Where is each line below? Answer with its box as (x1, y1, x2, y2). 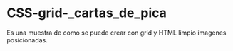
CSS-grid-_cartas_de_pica (6, 5, 167, 21)
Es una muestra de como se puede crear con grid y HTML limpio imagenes (6, 28, 227, 37)
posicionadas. (6, 35, 48, 44)
